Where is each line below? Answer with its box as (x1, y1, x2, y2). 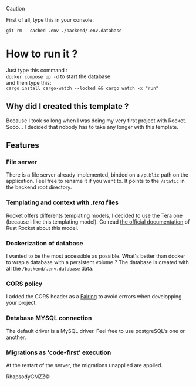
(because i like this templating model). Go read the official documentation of (6, 218, 190, 225)
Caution (6, 5, 25, 12)
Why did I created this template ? (6, 101, 129, 111)
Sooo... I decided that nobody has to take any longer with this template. (6, 123, 179, 130)
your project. (6, 300, 37, 307)
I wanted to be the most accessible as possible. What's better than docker (6, 252, 185, 259)
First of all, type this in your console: (6, 16, 94, 23)
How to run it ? (6, 47, 78, 61)
